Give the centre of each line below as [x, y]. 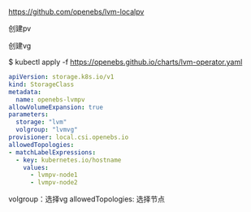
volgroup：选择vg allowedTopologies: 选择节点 [87, 199]
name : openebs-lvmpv [50, 100]
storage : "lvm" [41, 122]
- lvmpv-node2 [54, 183]
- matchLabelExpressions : [52, 152]
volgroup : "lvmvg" [47, 130]
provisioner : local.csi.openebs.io [69, 137]
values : [36, 167]
